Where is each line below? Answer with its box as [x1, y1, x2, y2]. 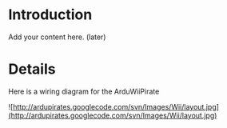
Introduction [8, 6, 93, 24]
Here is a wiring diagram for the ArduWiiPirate [8, 86, 160, 96]
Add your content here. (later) [8, 32, 106, 42]
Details [8, 60, 56, 78]
